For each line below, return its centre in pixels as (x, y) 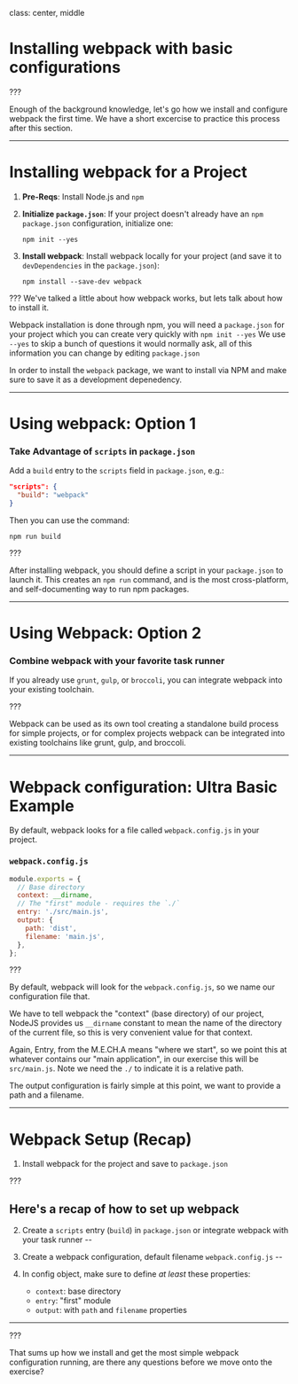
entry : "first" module (73, 1301)
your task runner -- (57, 1239)
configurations (65, 68)
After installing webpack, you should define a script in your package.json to (146, 570)
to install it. (29, 307)
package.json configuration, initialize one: (98, 223)
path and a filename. (47, 1095)
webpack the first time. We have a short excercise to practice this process (145, 118)
